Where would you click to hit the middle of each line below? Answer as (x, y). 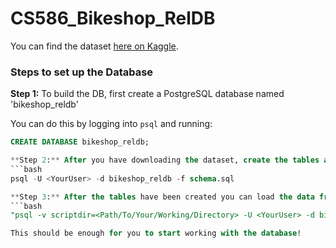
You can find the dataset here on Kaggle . (94, 46)
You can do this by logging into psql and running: (111, 124)
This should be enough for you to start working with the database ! (156, 233)
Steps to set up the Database (82, 72)
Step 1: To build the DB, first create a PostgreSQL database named (147, 94)
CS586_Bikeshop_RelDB (113, 18)
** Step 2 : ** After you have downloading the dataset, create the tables (165, 160)
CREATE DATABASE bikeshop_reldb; (80, 142)
